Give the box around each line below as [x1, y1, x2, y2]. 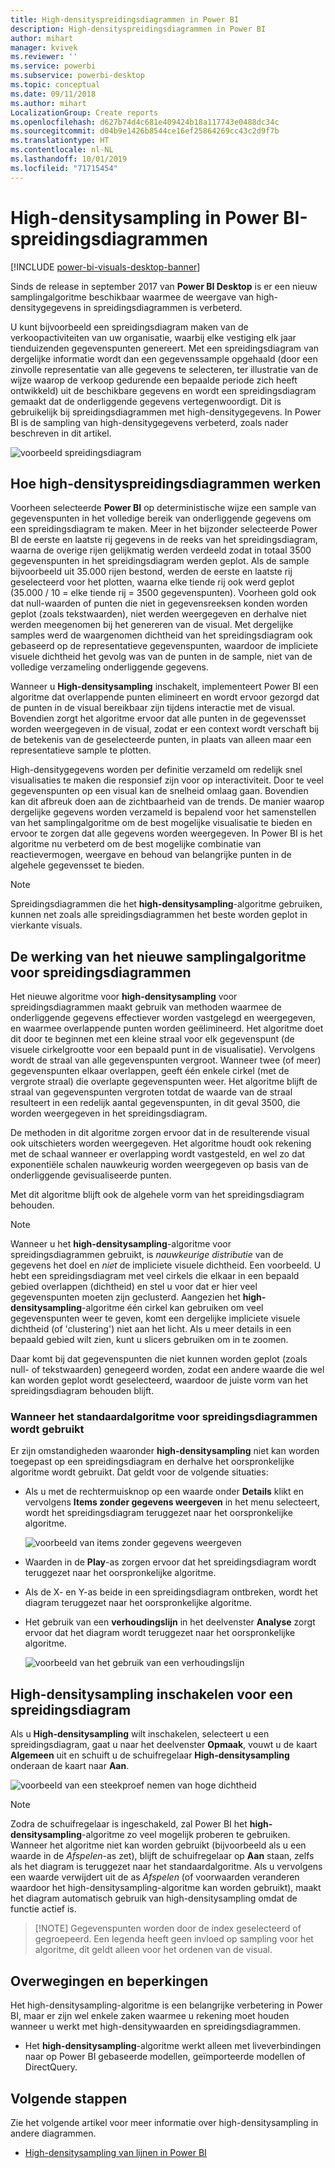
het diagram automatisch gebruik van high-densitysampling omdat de [10, 1892, 298, 1905]
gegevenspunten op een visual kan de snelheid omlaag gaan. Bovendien [10, 785, 309, 797]
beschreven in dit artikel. [10, 427, 112, 439]
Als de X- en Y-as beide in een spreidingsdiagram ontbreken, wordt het [24, 1586, 318, 1598]
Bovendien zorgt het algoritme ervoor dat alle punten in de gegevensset [10, 712, 307, 725]
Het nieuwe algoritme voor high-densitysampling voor [10, 991, 238, 1003]
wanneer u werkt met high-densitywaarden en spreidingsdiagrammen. [10, 2021, 301, 2033]
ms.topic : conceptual [10, 80, 101, 90]
